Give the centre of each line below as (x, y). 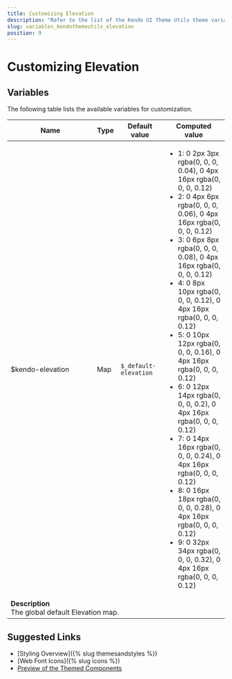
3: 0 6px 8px (199, 240)
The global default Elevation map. (65, 613)
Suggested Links (44, 637)
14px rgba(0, (199, 396)
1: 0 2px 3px (199, 154)
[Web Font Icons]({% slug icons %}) (69, 661)
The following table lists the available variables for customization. (100, 109)
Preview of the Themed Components (69, 669)
